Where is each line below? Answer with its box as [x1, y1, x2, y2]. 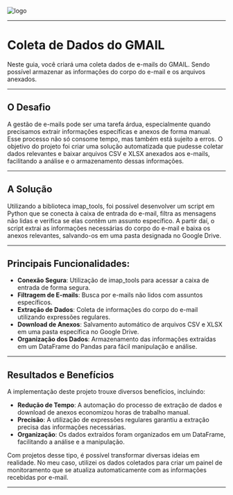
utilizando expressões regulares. [17, 313, 111, 322]
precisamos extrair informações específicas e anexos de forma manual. [7, 127, 212, 135]
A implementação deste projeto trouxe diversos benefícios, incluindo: [7, 388, 206, 396]
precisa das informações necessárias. [17, 423, 126, 431]
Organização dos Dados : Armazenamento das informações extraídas [17, 335, 216, 343]
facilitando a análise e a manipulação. [17, 437, 125, 446]
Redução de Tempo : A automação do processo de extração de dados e [17, 401, 223, 409]
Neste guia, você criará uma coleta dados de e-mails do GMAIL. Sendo [7, 60, 210, 69]
